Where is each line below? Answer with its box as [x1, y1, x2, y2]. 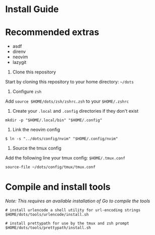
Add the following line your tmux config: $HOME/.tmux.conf [5, 155, 126, 161]
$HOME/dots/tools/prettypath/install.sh [5, 225, 92, 230]
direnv [12, 49, 26, 55]
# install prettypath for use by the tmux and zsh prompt [5, 221, 129, 226]
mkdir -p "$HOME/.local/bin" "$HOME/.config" [5, 118, 102, 123]
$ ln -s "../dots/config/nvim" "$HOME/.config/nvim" [5, 136, 118, 141]
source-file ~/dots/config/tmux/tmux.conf [5, 165, 96, 170]
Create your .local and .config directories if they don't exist [12, 108, 139, 114]
